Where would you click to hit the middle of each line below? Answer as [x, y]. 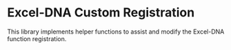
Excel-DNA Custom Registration [101, 13]
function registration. [37, 38]
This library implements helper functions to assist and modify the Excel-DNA [116, 32]
